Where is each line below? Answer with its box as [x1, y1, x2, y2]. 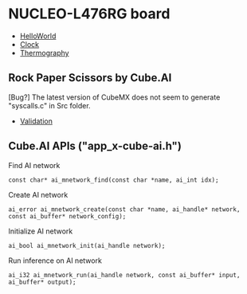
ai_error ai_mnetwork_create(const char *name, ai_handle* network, [8, 205, 241, 214]
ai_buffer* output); [8, 278, 77, 286]
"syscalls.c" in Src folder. [8, 100, 91, 110]
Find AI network [8, 160, 61, 170]
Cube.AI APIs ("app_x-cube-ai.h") [8, 139, 182, 153]
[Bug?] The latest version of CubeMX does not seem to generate [8, 92, 221, 102]
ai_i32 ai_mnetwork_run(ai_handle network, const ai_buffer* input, [8, 271, 241, 279]
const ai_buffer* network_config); [8, 212, 127, 220]
